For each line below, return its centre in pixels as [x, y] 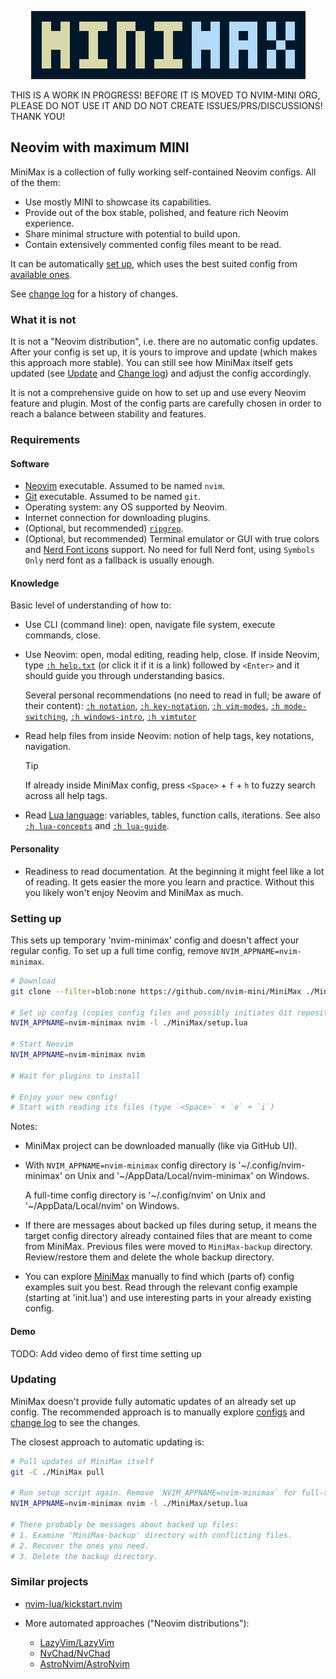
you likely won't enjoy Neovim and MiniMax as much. [134, 892]
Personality [35, 849]
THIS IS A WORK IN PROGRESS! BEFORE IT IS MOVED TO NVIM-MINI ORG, [165, 95]
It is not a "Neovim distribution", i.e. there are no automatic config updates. [164, 342]
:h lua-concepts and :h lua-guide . [97, 826]
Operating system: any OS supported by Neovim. [126, 507]
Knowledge [35, 583]
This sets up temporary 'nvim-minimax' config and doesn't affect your [155, 940]
